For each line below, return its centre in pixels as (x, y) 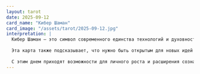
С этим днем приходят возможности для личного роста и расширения (96, 61)
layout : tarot (24, 12)
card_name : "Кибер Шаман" (38, 23)
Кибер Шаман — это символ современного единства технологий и (90, 39)
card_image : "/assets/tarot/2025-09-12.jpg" (62, 28)
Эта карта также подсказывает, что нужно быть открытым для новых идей (102, 51)
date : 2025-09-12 (28, 17)
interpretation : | (29, 34)
